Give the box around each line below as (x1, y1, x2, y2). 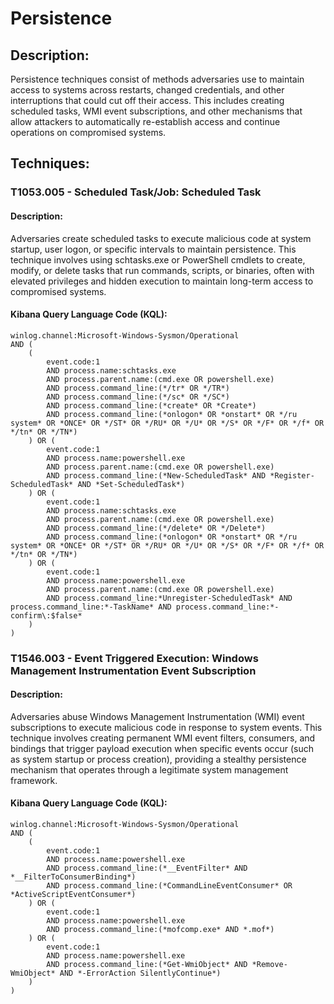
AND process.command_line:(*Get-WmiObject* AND (46, 960, 248, 970)
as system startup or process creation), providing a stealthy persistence (10, 753, 307, 765)
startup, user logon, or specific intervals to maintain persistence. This (10, 243, 297, 255)
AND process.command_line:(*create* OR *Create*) (46, 400, 257, 411)
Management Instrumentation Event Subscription (10, 663, 257, 677)
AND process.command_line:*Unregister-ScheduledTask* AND (46, 593, 293, 603)
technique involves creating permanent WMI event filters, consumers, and (10, 732, 316, 744)
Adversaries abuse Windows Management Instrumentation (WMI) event (10, 710, 305, 722)
